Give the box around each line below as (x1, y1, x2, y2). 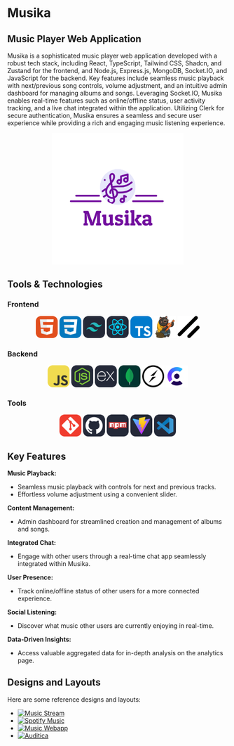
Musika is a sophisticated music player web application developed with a (7, 51, 218, 60)
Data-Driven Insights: (7, 635, 71, 644)
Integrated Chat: (7, 539, 56, 547)
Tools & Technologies (7, 278, 103, 290)
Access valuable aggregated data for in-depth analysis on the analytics (17, 649, 223, 657)
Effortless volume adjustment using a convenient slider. (17, 490, 177, 499)
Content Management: (7, 504, 75, 513)
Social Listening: (7, 608, 57, 617)
